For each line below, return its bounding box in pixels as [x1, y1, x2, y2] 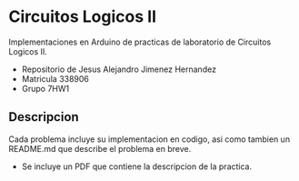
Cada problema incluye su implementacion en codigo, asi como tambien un [8, 134, 291, 145]
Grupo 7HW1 [21, 83, 70, 94]
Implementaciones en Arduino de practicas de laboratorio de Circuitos [8, 36, 272, 47]
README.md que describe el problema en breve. [8, 143, 192, 154]
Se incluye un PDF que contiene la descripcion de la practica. [21, 161, 252, 172]
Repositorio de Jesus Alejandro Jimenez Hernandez [21, 64, 217, 75]
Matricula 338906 [21, 73, 90, 84]
